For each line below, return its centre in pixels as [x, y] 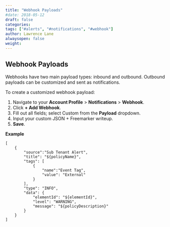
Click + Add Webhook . [37, 107]
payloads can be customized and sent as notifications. [63, 82]
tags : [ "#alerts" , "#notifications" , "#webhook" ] [59, 29]
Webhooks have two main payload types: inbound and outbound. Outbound [85, 77]
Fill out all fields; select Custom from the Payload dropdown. [77, 113]
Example [15, 134]
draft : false [19, 20]
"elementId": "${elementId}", [65, 197]
